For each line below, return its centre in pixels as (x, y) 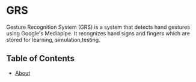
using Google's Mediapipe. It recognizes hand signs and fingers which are (98, 33)
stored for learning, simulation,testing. (53, 40)
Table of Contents (41, 58)
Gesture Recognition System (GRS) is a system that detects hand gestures (98, 27)
